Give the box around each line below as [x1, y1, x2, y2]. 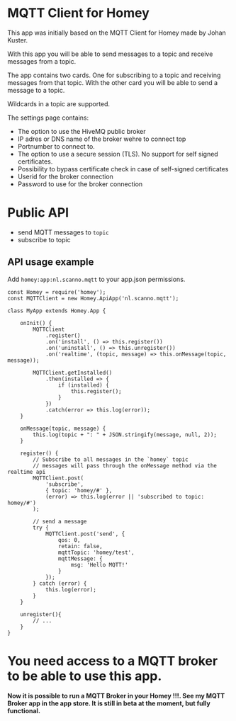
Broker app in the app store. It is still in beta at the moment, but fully [7, 699, 210, 708]
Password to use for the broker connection [17, 179, 143, 188]
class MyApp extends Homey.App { [7, 307, 106, 314]
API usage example [7, 256, 94, 268]
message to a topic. [7, 86, 65, 94]
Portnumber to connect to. [17, 142, 96, 150]
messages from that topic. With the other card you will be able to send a [7, 78, 218, 86]
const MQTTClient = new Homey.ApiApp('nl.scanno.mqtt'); [7, 295, 179, 302]
